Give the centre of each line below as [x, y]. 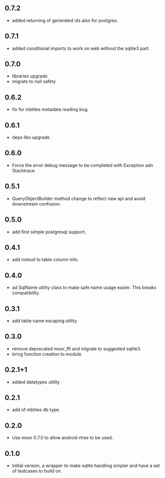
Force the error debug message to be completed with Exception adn [82, 165]
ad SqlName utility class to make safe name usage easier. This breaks [84, 288]
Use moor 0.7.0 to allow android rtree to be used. [62, 438]
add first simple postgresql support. [49, 232]
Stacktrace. [24, 170]
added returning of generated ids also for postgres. [65, 20]
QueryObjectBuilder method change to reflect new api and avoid [78, 199]
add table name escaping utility [44, 321]
